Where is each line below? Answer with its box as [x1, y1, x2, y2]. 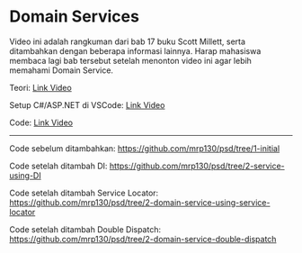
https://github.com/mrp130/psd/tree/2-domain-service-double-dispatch [9, 233, 277, 244]
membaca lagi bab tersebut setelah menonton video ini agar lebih [9, 55, 252, 66]
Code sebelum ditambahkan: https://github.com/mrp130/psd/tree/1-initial [9, 142, 280, 154]
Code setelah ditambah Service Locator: [9, 187, 159, 198]
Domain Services [9, 6, 139, 27]
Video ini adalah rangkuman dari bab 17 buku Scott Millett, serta [9, 36, 245, 47]
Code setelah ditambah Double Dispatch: [9, 223, 162, 235]
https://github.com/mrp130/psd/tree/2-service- [109, 160, 285, 171]
